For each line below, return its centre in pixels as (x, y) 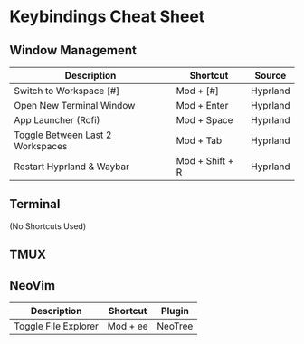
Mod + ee (128, 326)
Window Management (73, 50)
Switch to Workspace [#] (67, 91)
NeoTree (175, 326)
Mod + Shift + (205, 161)
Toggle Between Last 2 (63, 135)
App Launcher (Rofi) (57, 120)
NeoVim (33, 286)
